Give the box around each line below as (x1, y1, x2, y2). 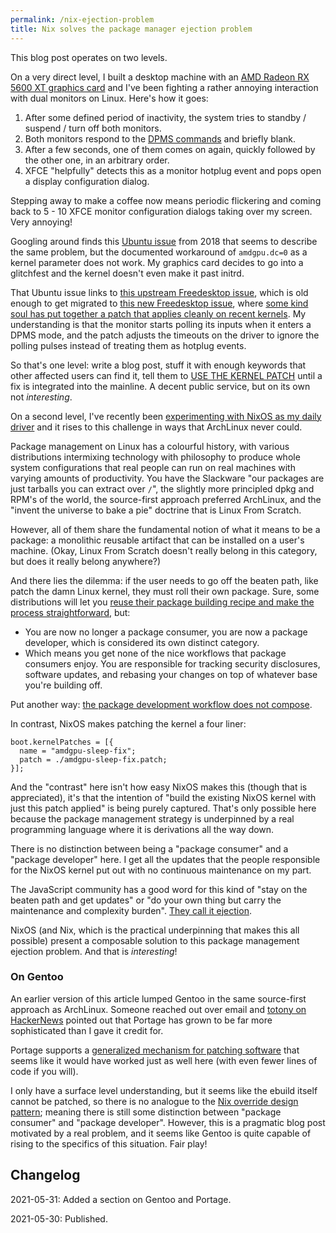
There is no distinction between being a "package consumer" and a (10, 842, 289, 855)
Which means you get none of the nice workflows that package (24, 647, 287, 659)
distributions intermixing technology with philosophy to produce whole (10, 451, 301, 463)
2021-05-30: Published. (10, 1212, 108, 1225)
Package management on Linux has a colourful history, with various (10, 440, 290, 452)
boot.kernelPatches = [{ (10, 737, 114, 747)
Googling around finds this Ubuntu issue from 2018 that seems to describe (10, 235, 318, 247)
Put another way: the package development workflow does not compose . (10, 698, 313, 710)
